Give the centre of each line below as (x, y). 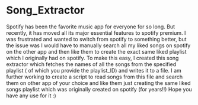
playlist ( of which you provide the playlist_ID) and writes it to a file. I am (94, 70)
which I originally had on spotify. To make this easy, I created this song (92, 58)
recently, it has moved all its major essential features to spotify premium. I (96, 32)
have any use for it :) (31, 96)
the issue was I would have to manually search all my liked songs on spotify (98, 45)
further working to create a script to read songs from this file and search (95, 77)
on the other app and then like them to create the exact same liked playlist (96, 51)
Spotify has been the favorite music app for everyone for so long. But (91, 27)
